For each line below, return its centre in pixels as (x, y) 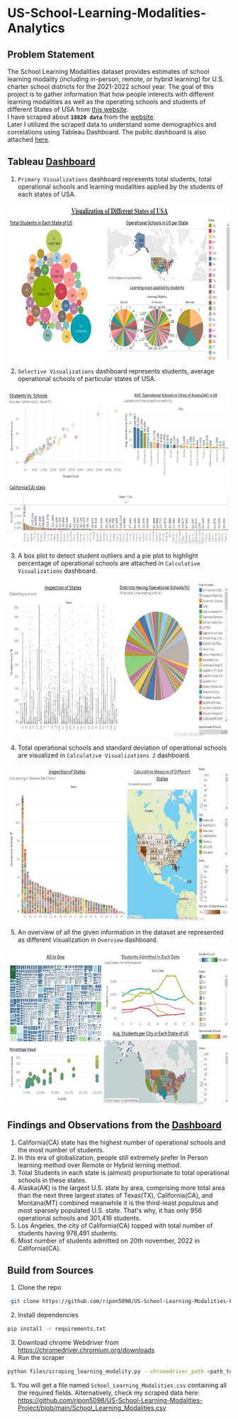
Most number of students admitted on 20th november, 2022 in (109, 1240)
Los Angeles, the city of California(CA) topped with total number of (115, 1226)
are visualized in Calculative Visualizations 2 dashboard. (104, 755)
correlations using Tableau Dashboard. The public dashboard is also (107, 132)
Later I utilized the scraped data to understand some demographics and (112, 124)
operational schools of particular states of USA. (87, 378)
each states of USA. (47, 194)
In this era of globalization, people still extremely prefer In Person (113, 1157)
